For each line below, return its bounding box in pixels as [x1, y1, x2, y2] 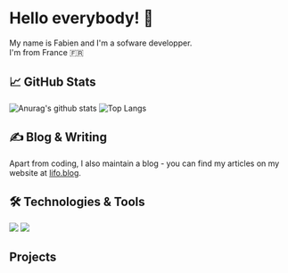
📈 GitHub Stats [9, 75, 96, 90]
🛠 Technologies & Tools [9, 194, 145, 209]
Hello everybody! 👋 [9, 8, 154, 29]
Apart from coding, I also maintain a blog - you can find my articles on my [9, 158, 280, 169]
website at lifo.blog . [9, 167, 82, 178]
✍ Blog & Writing [9, 129, 107, 145]
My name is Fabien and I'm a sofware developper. [9, 37, 193, 48]
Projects [9, 249, 57, 264]
